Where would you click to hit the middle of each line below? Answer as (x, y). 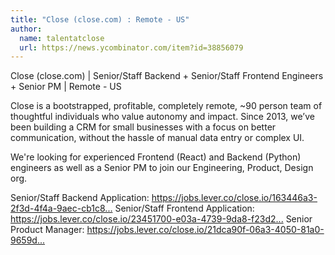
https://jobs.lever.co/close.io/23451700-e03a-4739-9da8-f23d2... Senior (161, 219)
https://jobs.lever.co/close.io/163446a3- (234, 198)
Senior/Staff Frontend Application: (184, 208)
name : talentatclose (62, 38)
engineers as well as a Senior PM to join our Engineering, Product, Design (162, 168)
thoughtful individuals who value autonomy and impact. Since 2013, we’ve (162, 117)
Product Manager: (47, 230)
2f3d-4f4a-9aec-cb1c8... (61, 208)
